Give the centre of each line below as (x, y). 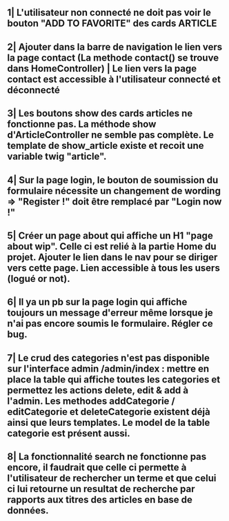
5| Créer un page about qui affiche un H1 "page (110, 235)
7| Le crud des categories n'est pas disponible (109, 358)
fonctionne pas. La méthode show (82, 124)
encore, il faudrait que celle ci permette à (97, 468)
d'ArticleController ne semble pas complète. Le (111, 135)
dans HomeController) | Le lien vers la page (102, 69)
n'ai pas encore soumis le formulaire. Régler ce (110, 324)
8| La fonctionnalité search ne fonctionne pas (107, 457)
